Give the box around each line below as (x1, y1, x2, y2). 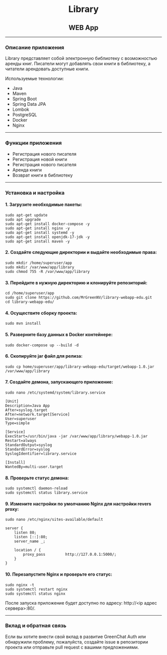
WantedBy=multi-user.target (5, 464, 64, 469)
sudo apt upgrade (5, 217, 41, 222)
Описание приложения (5, 44, 65, 51)
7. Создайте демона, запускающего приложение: (5, 379, 113, 385)
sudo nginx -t (5, 582, 35, 587)
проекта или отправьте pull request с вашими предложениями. (5, 644, 139, 650)
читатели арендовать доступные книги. (5, 66, 89, 72)
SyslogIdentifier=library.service (5, 451, 77, 456)
